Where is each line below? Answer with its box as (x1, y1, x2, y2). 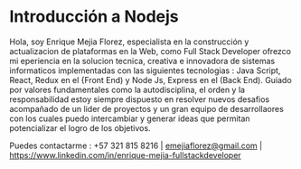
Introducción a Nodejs (9, 6, 179, 27)
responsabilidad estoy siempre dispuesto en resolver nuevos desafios (9, 93, 270, 105)
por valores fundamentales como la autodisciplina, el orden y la (9, 84, 246, 95)
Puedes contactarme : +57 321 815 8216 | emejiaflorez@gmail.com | (9, 140, 263, 151)
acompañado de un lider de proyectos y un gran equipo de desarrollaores (9, 103, 285, 114)
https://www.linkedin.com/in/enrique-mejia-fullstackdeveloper (9, 149, 241, 160)
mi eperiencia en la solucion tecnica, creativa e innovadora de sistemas (9, 55, 276, 66)
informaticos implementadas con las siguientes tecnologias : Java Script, (9, 65, 281, 76)
